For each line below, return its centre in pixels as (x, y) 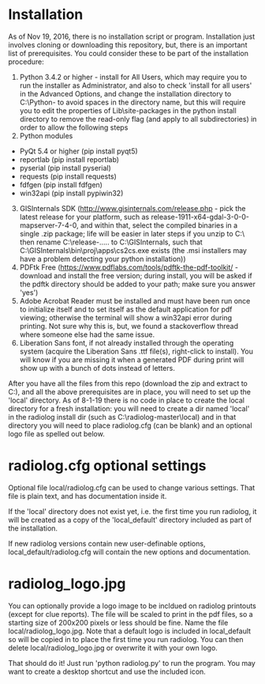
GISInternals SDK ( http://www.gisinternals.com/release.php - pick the (132, 208)
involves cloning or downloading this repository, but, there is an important (128, 44)
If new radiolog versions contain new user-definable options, (107, 543)
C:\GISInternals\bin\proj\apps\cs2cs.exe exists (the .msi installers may (133, 250)
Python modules (46, 135)
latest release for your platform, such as (84, 217)
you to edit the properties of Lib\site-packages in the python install (128, 110)
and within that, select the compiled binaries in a (159, 225)
